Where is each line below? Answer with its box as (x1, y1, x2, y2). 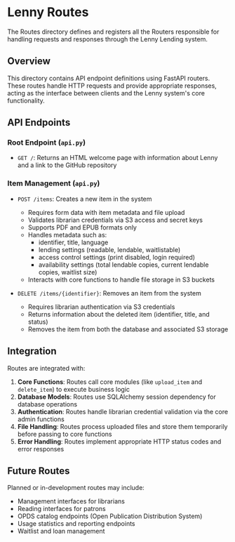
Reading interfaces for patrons (17, 505, 107, 513)
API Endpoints (7, 117, 71, 128)
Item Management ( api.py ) (7, 178, 100, 188)
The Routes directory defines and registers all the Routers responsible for (7, 27, 220, 36)
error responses (17, 444, 65, 453)
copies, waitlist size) (38, 267, 98, 276)
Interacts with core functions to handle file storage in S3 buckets (27, 275, 215, 284)
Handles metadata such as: (27, 230, 107, 239)
